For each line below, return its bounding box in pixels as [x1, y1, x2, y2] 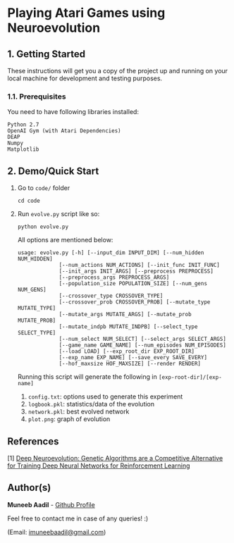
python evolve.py [17, 223, 69, 230]
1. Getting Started [7, 48, 86, 60]
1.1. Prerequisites [7, 92, 66, 101]
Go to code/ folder [17, 184, 70, 192]
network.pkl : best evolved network [27, 407, 130, 416]
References [7, 435, 59, 447]
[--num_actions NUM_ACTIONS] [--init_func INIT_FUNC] [58, 262, 220, 269]
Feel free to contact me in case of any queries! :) [7, 514, 149, 523]
